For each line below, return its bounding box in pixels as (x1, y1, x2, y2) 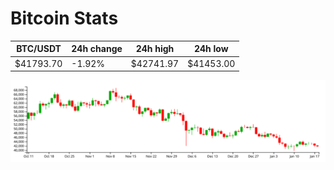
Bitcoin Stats (10, 7, 119, 30)
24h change (71, 43, 123, 55)
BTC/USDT (16, 43, 62, 55)
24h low (193, 43, 229, 55)
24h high (135, 43, 175, 55)
